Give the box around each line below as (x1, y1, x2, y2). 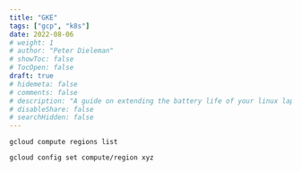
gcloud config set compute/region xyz (9, 153, 154, 162)
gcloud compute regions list (9, 138, 118, 147)
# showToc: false (9, 55, 74, 64)
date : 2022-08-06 (9, 30, 74, 38)
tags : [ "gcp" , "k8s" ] (9, 21, 90, 30)
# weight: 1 (9, 38, 54, 47)
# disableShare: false (9, 105, 94, 114)
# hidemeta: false (9, 80, 78, 89)
